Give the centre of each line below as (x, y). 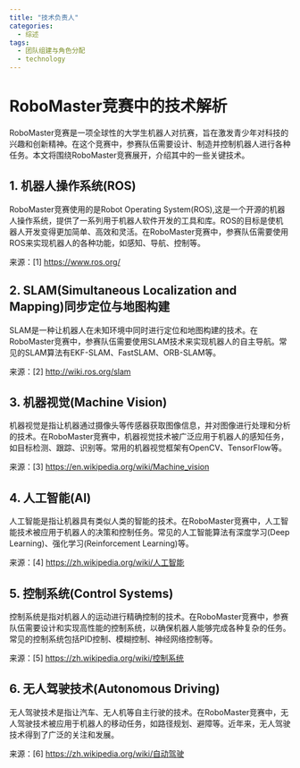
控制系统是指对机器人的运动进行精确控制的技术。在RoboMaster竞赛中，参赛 (149, 617)
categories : (31, 26)
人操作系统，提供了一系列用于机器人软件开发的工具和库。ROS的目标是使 (142, 220)
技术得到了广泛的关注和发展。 (64, 734)
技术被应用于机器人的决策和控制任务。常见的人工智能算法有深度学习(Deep (153, 533)
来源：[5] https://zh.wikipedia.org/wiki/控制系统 (97, 658)
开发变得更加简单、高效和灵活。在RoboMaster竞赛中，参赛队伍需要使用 (156, 231)
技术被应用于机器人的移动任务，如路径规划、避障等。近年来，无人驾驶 (162, 723)
